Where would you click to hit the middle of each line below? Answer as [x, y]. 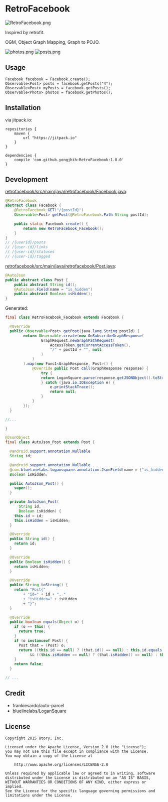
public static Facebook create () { [51, 224]
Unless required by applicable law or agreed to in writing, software [80, 773]
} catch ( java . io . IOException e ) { [78, 382]
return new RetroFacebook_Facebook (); [63, 228]
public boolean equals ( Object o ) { [47, 622]
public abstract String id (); [46, 285]
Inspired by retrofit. [25, 32]
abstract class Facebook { [33, 206]
